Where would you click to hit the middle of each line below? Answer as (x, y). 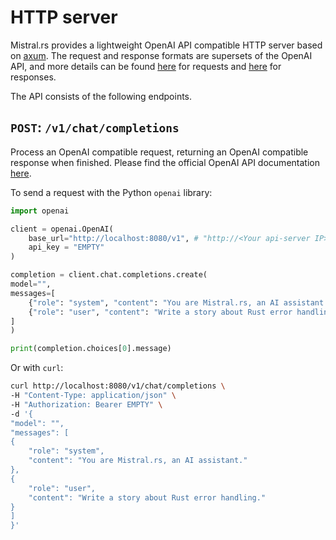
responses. (33, 77)
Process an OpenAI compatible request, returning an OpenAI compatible (159, 152)
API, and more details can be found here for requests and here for (146, 66)
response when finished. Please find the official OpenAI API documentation (165, 162)
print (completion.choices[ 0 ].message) (91, 349)
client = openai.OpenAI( (62, 229)
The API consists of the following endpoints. (101, 96)
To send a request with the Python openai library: (111, 192)
